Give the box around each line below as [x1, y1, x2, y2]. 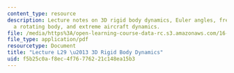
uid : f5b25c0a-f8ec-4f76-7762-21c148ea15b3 [7, 56, 136, 63]
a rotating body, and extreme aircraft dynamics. [13, 23, 160, 30]
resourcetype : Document [7, 42, 77, 49]
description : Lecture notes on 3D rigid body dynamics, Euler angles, [7, 17, 217, 24]
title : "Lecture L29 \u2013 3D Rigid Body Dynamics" [7, 49, 164, 56]
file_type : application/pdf [7, 36, 89, 43]
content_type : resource [7, 10, 77, 17]
